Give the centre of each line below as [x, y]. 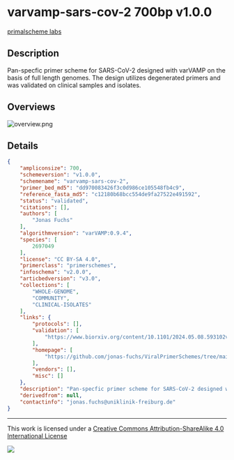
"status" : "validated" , [54, 201]
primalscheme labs [34, 31]
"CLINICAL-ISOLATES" [62, 304]
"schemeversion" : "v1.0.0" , [60, 175]
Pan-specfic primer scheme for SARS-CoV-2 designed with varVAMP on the [117, 70]
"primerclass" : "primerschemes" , [68, 266]
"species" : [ [39, 239]
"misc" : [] [48, 376]
